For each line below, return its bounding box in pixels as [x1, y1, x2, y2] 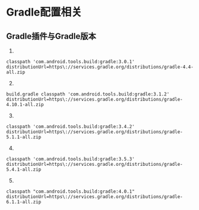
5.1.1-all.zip [6, 134, 42, 140]
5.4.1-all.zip [6, 166, 42, 172]
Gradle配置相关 [6, 5, 82, 19]
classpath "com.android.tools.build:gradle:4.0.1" [6, 189, 135, 194]
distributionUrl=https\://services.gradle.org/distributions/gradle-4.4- [6, 64, 194, 70]
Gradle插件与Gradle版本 [6, 31, 97, 41]
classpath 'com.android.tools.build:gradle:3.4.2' [6, 123, 135, 129]
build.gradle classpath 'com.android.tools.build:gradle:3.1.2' [6, 91, 170, 97]
